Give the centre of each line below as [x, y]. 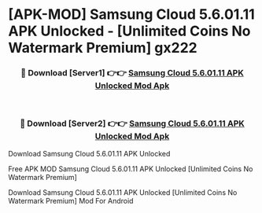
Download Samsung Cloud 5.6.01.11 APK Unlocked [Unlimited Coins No [123, 192]
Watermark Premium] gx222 [103, 48]
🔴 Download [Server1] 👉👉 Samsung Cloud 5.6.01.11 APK [132, 73]
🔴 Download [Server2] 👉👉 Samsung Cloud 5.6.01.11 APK [132, 123]
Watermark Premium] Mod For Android [71, 200]
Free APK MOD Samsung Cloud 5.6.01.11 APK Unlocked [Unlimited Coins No [131, 169]
